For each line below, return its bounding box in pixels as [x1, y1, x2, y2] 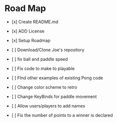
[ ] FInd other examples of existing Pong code [11, 75, 103, 81]
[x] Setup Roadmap [11, 37, 50, 43]
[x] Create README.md [11, 19, 59, 25]
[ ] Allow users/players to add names [11, 103, 85, 109]
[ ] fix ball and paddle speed [11, 56, 68, 62]
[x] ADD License [11, 28, 45, 34]
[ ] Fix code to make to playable [11, 66, 75, 71]
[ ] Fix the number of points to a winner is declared [11, 112, 113, 118]
